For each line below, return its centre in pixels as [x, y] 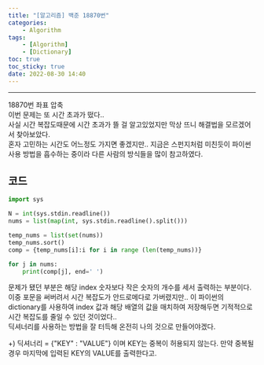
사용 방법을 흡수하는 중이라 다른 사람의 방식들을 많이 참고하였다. [106, 153]
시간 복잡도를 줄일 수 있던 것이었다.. [62, 317]
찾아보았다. [33, 134]
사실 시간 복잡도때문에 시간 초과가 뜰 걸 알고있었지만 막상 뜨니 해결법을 [116, 124]
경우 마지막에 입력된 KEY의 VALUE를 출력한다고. [82, 353]
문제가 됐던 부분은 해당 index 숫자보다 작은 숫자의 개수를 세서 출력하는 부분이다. [130, 287]
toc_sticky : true [37, 67]
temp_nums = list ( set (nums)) [56, 236]
